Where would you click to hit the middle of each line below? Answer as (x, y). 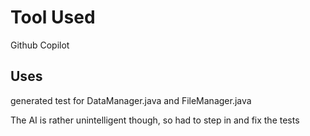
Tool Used (53, 17)
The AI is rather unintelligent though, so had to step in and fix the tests (155, 120)
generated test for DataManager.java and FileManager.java (131, 100)
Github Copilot (40, 45)
